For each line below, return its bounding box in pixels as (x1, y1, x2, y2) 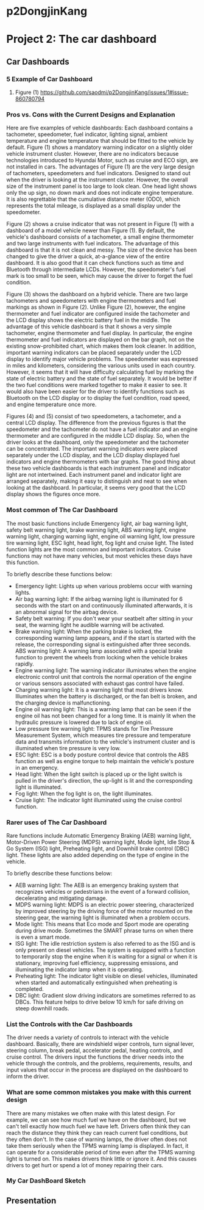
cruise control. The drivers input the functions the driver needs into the (6, 1053, 185, 1060)
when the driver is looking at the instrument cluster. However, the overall (6, 176, 188, 184)
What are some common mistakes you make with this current (6, 1088, 191, 1096)
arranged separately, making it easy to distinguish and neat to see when (6, 477, 188, 485)
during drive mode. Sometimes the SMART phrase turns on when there (15, 927, 194, 934)
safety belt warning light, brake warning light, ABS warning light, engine (6, 526, 186, 534)
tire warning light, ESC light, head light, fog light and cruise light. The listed (6, 539, 194, 546)
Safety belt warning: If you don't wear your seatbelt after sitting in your (15, 615, 194, 622)
